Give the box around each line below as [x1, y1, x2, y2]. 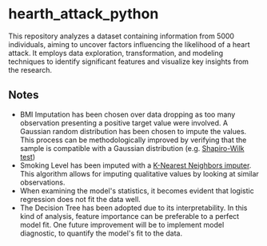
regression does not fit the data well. [19, 194, 141, 204]
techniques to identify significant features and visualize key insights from [8, 57, 249, 66]
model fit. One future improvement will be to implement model [19, 220, 225, 229]
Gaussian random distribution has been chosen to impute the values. [19, 126, 247, 136]
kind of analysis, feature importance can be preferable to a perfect [19, 211, 240, 220]
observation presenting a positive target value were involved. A [19, 117, 229, 128]
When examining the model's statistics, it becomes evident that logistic [19, 185, 254, 196]
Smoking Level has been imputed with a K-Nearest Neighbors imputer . [19, 161, 252, 170]
